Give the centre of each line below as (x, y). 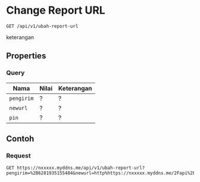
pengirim (21, 98)
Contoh (20, 139)
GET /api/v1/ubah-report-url (42, 26)
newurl (18, 108)
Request (18, 155)
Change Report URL (56, 10)
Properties (26, 56)
